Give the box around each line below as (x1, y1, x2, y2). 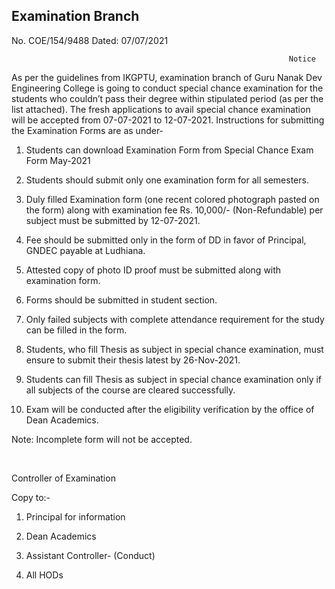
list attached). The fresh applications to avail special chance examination (11, 103, 311, 115)
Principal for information (25, 510, 126, 523)
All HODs (25, 569, 64, 581)
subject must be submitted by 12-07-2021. (25, 214, 201, 226)
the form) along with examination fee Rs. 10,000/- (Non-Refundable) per (25, 204, 324, 216)
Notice (288, 54, 316, 64)
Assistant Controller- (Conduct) (25, 549, 156, 561)
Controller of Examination (11, 472, 116, 484)
